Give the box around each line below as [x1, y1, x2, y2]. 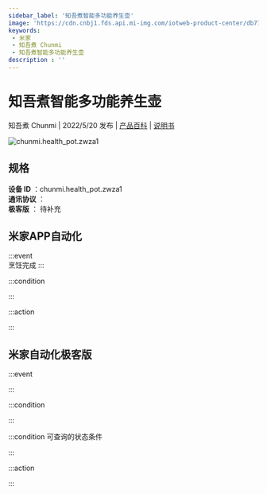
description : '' [8, 56, 66, 64]
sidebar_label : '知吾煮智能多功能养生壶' [8, 11, 134, 20]
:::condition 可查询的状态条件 [8, 432, 103, 441]
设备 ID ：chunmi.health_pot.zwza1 [8, 184, 123, 193]
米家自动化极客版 [8, 348, 92, 361]
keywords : [8, 26, 41, 34]
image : [8, 19, 30, 27]
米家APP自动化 [8, 230, 82, 243]
